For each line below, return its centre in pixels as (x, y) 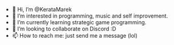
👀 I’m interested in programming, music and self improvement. (90, 16)
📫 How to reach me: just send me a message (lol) (75, 36)
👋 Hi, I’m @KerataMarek (42, 9)
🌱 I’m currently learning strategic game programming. (79, 22)
